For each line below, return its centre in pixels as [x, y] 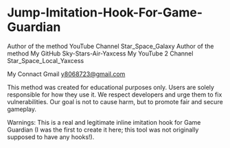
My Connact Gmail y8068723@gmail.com [66, 74]
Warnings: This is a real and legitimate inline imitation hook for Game [104, 122]
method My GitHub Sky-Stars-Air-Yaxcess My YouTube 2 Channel [100, 53]
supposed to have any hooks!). [51, 137]
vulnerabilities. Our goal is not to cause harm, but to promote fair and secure [115, 101]
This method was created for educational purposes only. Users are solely [111, 87]
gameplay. [22, 109]
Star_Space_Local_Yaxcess [46, 60]
